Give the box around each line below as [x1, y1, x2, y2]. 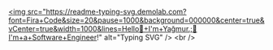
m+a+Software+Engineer [8, 32, 97, 42]
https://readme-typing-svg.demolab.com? [45, 7, 187, 16]
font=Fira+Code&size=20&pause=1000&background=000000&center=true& [8, 15, 265, 25]
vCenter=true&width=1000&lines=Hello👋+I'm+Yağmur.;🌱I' [8, 24, 197, 33]
